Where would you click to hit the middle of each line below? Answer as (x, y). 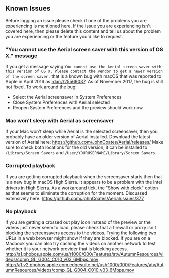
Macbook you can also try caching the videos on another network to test (80, 244)
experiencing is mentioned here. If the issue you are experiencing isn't (78, 26)
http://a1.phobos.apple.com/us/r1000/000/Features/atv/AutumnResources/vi (84, 254)
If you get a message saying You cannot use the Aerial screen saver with (83, 67)
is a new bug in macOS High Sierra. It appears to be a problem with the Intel (84, 182)
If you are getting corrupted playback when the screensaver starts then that (84, 177)
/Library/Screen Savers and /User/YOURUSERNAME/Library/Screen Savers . (81, 153)
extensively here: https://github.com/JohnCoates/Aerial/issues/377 (75, 198)
